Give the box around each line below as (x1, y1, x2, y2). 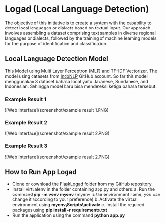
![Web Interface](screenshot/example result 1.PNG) (5, 107, 109, 113)
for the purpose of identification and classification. (5, 40, 108, 46)
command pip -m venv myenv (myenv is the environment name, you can (12, 192, 161, 197)
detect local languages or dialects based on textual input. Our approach (5, 25, 151, 30)
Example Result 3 (5, 142, 48, 149)
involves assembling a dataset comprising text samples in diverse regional (5, 30, 156, 36)
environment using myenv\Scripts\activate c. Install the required (12, 202, 145, 208)
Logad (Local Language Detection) (5, 3, 149, 15)
